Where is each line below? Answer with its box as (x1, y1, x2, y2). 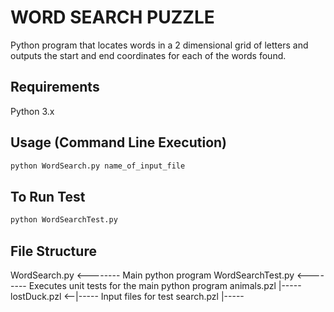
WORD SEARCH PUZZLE (10, 6, 215, 29)
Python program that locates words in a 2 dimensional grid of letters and (10, 39, 309, 51)
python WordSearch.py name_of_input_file (10, 161, 186, 171)
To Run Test (10, 188, 86, 205)
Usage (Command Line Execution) (10, 134, 228, 151)
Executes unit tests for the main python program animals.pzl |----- (28, 279, 302, 291)
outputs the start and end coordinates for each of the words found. (10, 49, 287, 61)
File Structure (10, 242, 97, 260)
